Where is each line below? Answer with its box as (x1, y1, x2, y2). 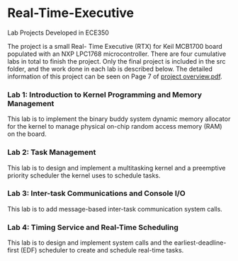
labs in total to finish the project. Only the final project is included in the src (7, 57, 226, 65)
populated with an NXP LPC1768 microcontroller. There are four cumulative (7, 50, 227, 58)
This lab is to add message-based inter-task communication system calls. (7, 204, 223, 213)
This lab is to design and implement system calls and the (7, 238, 173, 247)
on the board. (7, 129, 47, 139)
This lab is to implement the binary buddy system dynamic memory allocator (7, 115, 231, 123)
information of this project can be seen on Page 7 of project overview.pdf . (7, 72, 223, 81)
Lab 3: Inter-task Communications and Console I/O (7, 189, 186, 199)
